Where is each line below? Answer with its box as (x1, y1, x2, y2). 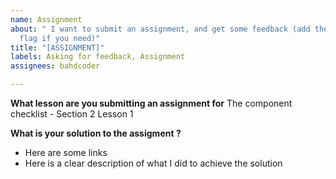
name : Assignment (10, 14, 83, 25)
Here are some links (24, 147, 108, 158)
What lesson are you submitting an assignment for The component (10, 97, 293, 109)
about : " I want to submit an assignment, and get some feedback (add (10, 24, 311, 34)
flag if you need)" (19, 33, 101, 43)
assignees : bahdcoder (10, 61, 101, 71)
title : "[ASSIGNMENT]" (10, 42, 105, 53)
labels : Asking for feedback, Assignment (10, 52, 186, 62)
